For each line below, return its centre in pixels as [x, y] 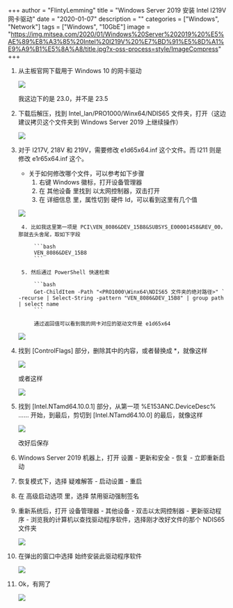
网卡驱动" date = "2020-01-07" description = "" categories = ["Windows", [114, 19]
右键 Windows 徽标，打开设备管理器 [90, 182]
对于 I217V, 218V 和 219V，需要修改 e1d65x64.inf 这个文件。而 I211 [113, 150]
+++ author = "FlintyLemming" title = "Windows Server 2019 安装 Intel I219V [117, 10]
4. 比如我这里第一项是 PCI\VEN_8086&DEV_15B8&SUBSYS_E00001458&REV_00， [123, 227]
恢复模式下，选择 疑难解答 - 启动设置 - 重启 [80, 481]
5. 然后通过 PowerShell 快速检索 [65, 272]
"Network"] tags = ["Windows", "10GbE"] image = [79, 27]
